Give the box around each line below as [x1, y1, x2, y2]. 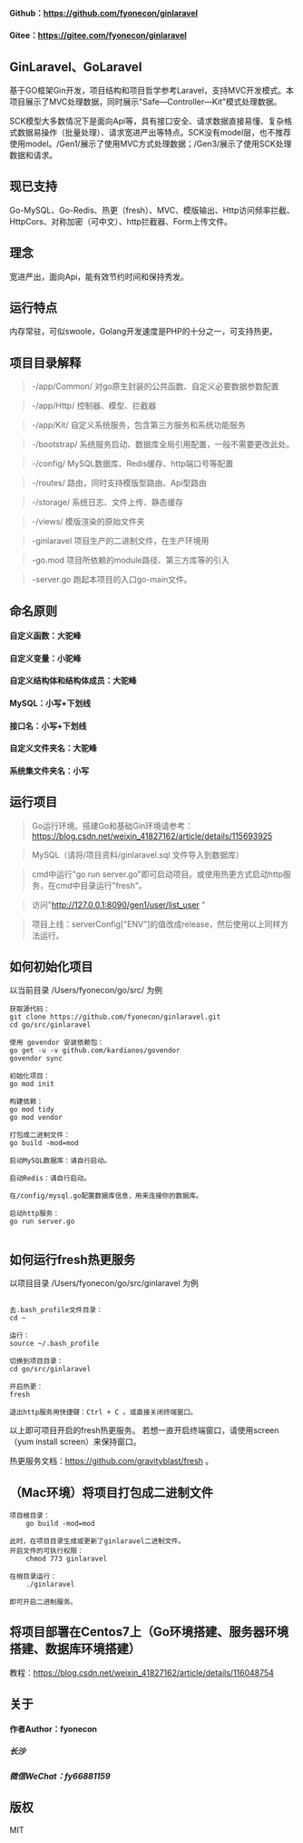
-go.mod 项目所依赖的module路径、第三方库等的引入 [31, 554, 230, 566]
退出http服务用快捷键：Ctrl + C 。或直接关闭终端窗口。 [9, 1408, 198, 1417]
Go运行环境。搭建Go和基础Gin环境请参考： [31, 820, 193, 831]
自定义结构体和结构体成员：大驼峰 [9, 675, 137, 686]
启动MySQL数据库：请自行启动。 [9, 1156, 112, 1166]
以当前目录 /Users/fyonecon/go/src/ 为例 [9, 985, 163, 996]
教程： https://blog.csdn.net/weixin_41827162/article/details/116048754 [9, 1667, 275, 1678]
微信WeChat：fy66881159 [9, 1770, 111, 1781]
